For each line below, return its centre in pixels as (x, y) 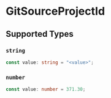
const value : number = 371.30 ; (46, 89)
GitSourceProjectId (55, 11)
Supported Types (40, 34)
